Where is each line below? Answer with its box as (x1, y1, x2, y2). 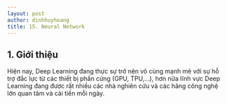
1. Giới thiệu (7, 49, 59, 60)
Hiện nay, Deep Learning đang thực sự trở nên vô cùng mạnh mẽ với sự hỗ (7, 67, 219, 76)
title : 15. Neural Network (7, 23, 85, 30)
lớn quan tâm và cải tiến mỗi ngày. (7, 89, 105, 98)
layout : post (7, 10, 45, 17)
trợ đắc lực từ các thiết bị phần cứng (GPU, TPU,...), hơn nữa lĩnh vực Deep (7, 74, 220, 83)
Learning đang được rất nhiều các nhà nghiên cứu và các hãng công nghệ (7, 82, 219, 90)
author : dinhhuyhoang (7, 17, 70, 24)
